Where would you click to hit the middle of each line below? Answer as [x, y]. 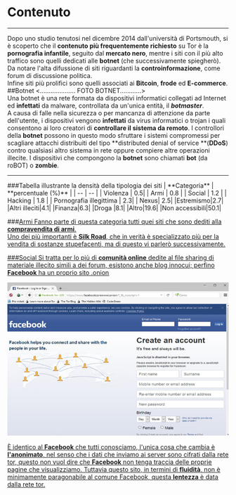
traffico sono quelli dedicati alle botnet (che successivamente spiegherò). [114, 60]
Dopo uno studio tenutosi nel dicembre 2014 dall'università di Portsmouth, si [118, 38]
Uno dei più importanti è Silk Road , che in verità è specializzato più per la [113, 236]
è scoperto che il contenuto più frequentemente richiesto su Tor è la [108, 46]
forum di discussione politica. [50, 75]
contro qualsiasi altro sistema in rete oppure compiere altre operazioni [109, 150]
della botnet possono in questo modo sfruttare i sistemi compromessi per [114, 135]
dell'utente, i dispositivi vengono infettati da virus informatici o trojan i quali [117, 120]
